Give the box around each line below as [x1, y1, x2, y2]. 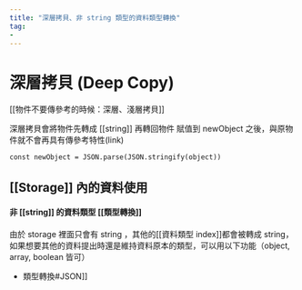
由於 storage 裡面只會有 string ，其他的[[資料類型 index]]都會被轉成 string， [9, 228, 294, 239]
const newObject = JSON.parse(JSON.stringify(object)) [9, 153, 222, 162]
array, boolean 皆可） [9, 251, 90, 262]
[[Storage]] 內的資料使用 [9, 179, 148, 195]
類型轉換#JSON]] [22, 270, 88, 282]
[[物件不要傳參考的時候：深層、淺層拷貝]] [9, 104, 166, 115]
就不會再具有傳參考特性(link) [16, 135, 125, 145]
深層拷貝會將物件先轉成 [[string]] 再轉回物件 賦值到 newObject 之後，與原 [9, 124, 286, 135]
